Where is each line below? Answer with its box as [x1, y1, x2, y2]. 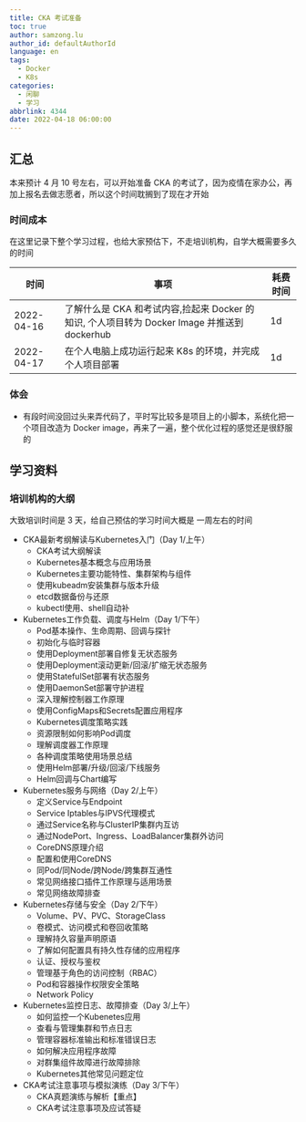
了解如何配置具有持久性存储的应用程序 [36, 945, 180, 956]
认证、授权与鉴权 [36, 956, 101, 967]
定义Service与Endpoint [36, 796, 123, 807]
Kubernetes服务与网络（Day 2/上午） [22, 785, 163, 796]
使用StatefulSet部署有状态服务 [36, 671, 150, 682]
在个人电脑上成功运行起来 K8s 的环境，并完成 [64, 345, 260, 358]
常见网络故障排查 [36, 888, 101, 899]
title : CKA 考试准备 [9, 13, 82, 23]
